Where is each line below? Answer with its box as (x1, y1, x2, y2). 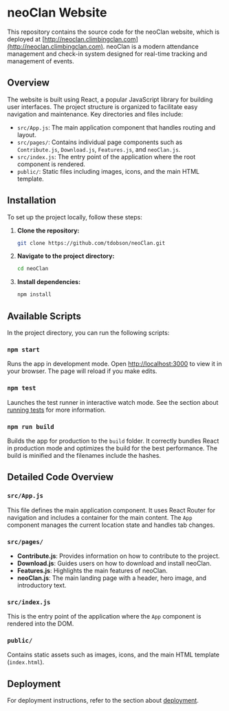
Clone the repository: (17, 226, 80, 234)
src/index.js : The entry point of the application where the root (17, 152, 196, 161)
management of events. (7, 57, 74, 65)
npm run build (7, 423, 54, 430)
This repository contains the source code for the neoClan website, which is (7, 28, 220, 36)
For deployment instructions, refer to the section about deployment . (7, 697, 199, 705)
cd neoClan (17, 266, 49, 272)
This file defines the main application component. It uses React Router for (7, 505, 215, 514)
